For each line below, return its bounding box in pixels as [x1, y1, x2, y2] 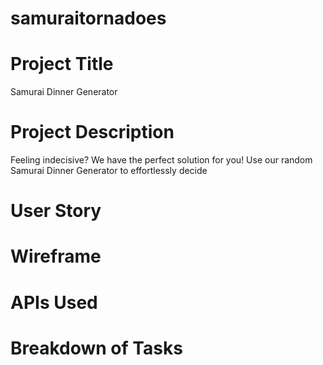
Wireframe [10, 245, 102, 268]
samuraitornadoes [10, 7, 167, 30]
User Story [10, 200, 102, 222]
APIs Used [10, 291, 98, 314]
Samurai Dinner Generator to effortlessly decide [10, 165, 208, 177]
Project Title [10, 53, 114, 76]
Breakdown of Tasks [10, 337, 183, 359]
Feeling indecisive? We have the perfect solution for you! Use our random [10, 154, 313, 166]
